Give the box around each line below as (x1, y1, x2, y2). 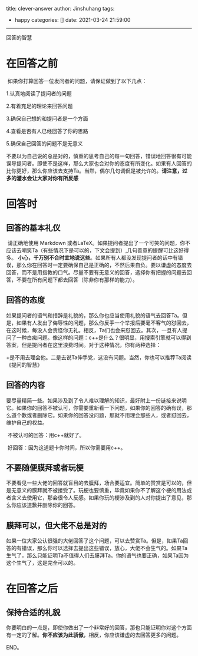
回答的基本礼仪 (6, 223, 61, 233)
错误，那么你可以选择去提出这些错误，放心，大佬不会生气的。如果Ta (21, 545, 187, 552)
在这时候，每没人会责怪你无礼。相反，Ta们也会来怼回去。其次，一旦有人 (6, 326, 183, 333)
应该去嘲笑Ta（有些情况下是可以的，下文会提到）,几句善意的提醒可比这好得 (6, 247, 189, 254)
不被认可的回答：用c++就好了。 (7, 431, 85, 438)
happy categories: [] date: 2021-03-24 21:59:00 (14, 16, 131, 23)
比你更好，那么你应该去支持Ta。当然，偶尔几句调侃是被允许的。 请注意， (6, 167, 183, 174)
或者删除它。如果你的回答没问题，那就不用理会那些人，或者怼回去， (26, 412, 192, 419)
